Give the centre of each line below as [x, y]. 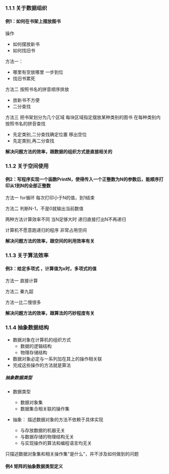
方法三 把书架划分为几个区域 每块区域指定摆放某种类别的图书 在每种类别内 [83, 117]
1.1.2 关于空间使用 [27, 166]
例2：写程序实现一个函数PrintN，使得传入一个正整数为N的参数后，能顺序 [82, 179]
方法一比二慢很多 [23, 302]
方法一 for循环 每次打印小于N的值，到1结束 [50, 198]
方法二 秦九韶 [19, 291]
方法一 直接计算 [22, 281]
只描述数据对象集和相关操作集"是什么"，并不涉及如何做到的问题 [72, 454]
